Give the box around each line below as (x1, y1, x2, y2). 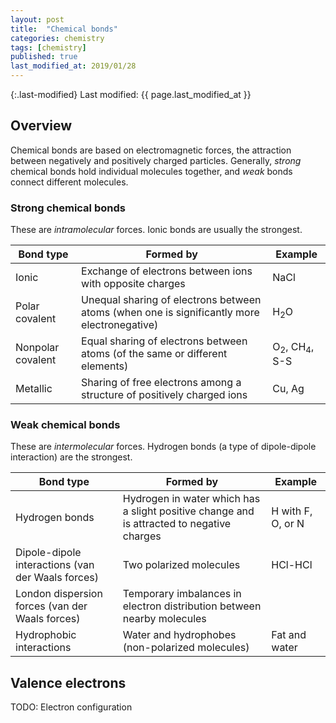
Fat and (271, 628, 307, 642)
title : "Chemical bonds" (10, 24, 118, 34)
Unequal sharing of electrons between (81, 293, 262, 307)
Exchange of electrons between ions (81, 264, 253, 278)
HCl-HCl (271, 558, 313, 572)
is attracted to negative (122, 517, 232, 531)
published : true (10, 52, 78, 62)
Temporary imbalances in (122, 587, 242, 601)
